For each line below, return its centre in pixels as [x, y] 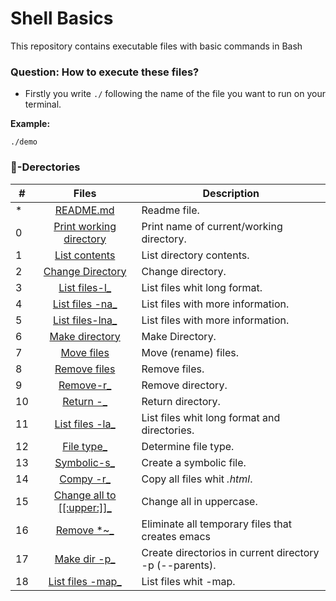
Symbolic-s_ [84, 462]
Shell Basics [62, 18]
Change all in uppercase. [199, 501]
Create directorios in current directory [230, 552]
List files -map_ [85, 581]
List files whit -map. [188, 581]
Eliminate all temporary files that [217, 524]
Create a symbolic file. [194, 462]
